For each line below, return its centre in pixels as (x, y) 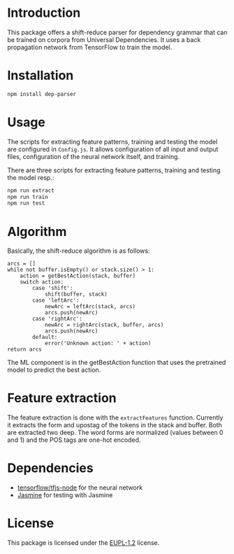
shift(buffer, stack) (76, 295)
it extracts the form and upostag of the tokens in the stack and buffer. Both (115, 425)
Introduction (44, 13)
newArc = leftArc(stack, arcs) (90, 307)
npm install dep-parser (42, 94)
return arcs (24, 349)
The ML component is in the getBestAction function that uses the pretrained (117, 363)
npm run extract (31, 191)
